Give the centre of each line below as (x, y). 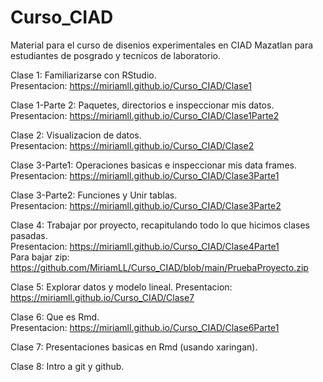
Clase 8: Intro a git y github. (67, 366)
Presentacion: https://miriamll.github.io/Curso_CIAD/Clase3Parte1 (145, 175)
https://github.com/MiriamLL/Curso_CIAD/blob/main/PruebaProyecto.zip (159, 267)
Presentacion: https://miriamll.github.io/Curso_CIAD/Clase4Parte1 (145, 246)
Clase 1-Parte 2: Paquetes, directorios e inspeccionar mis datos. (142, 105)
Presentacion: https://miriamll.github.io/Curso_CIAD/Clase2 (132, 145)
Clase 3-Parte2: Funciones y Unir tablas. (94, 195)
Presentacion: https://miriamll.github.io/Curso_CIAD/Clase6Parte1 (145, 327)
